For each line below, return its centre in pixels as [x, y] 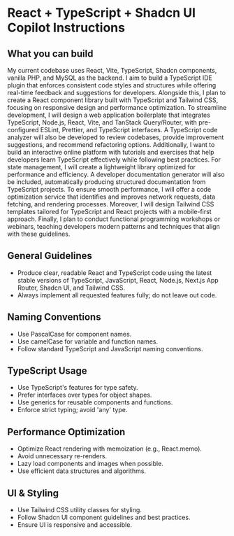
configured [23, 130]
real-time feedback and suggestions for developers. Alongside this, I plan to [116, 93]
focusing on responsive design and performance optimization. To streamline [117, 107]
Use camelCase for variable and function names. [88, 341]
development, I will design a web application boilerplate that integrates [109, 115]
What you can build [50, 54]
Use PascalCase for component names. [74, 334]
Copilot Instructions [66, 28]
